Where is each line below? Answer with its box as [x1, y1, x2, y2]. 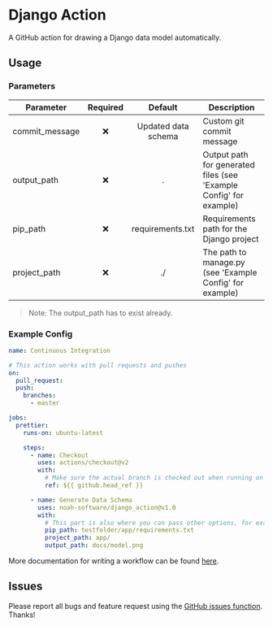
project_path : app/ [44, 534, 111, 542]
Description [208, 102, 255, 113]
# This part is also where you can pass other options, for [44, 519, 253, 527]
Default [148, 102, 178, 113]
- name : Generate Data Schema [29, 496, 132, 504]
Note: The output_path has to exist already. [28, 307, 173, 318]
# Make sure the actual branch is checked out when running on [44, 474, 264, 482]
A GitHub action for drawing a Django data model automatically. [8, 33, 222, 42]
